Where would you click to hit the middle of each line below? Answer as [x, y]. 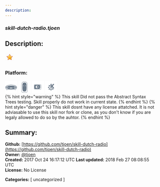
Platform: [16, 73]
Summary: [21, 133]
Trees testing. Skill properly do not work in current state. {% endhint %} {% [80, 102]
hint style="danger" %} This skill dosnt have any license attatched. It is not [80, 107]
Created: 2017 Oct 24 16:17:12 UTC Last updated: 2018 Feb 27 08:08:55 [77, 160]
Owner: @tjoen [20, 155]
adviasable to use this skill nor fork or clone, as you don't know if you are [78, 112]
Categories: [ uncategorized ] [35, 180]
